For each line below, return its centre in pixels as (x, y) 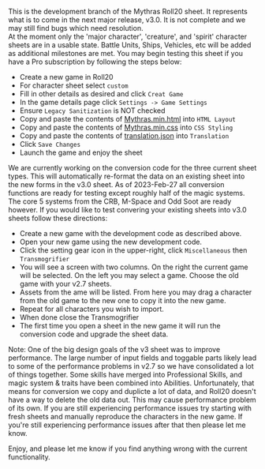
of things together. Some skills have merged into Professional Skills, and (125, 375)
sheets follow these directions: (58, 218)
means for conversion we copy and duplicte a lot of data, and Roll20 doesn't (132, 391)
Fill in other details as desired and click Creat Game (101, 94)
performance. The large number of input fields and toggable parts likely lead (132, 358)
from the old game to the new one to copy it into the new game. (123, 300)
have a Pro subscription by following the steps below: (95, 62)
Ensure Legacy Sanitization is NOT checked (92, 111)
